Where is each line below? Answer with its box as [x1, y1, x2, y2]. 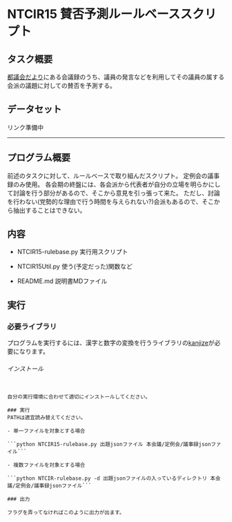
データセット [7, 104, 62, 115]
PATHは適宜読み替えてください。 [7, 414, 86, 421]
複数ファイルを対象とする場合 [13, 462, 86, 469]
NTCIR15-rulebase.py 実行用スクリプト [17, 248, 128, 256]
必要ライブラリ [7, 322, 57, 331]
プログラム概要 [7, 152, 71, 164]
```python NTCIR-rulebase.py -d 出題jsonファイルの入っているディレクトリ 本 [7, 475, 216, 482]
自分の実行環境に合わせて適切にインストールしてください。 [7, 394, 151, 400]
